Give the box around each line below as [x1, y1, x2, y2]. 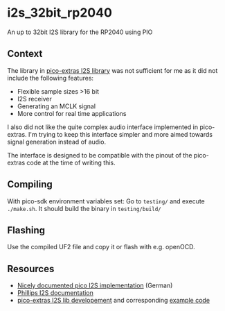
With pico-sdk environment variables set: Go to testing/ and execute [7, 196, 206, 205]
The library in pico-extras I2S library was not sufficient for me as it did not [7, 66, 218, 74]
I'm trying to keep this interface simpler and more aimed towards [28, 130, 213, 138]
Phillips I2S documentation [17, 289, 93, 297]
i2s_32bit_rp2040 [7, 5, 113, 21]
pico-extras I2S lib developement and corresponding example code [17, 296, 210, 305]
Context [7, 48, 43, 60]
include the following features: [7, 74, 94, 82]
